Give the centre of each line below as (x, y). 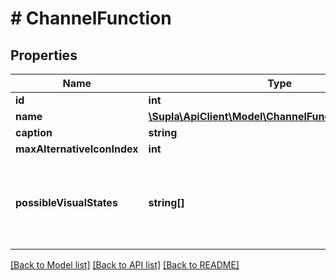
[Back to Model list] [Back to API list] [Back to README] (125, 265)
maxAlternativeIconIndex (77, 149)
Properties (44, 55)
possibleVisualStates (66, 202)
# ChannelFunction (91, 18)
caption (34, 132)
